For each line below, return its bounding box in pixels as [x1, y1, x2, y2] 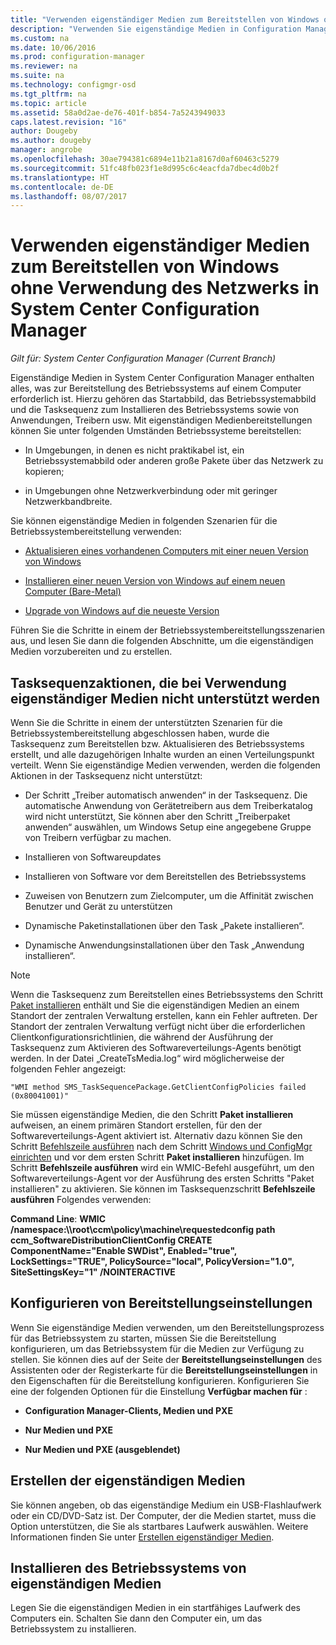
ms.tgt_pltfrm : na [10, 89, 87, 99]
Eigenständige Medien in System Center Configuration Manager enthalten [10, 372, 315, 384]
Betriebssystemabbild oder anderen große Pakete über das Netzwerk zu [24, 455, 324, 467]
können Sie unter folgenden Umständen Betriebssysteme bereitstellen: [10, 425, 302, 437]
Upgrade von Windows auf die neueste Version [24, 605, 220, 617]
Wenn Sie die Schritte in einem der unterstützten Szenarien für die [10, 717, 283, 728]
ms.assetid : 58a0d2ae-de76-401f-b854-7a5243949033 [10, 107, 226, 118]
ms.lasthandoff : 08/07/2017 [10, 191, 128, 201]
